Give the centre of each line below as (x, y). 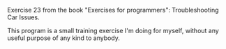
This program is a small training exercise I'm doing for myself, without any (113, 31)
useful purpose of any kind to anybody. (64, 38)
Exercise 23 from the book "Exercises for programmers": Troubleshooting (113, 10)
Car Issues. (23, 17)
